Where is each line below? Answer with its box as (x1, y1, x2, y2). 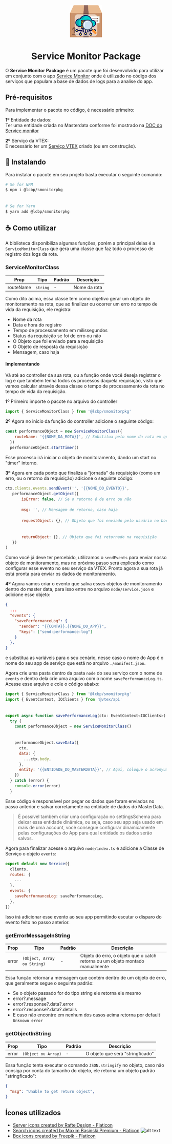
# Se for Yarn (5, 203, 36, 209)
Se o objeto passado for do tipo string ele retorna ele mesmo (12, 990, 141, 996)
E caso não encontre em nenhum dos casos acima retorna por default (12, 1012, 160, 1018)
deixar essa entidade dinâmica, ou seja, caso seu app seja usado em (17, 819, 163, 825)
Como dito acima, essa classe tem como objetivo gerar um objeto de (5, 296, 150, 302)
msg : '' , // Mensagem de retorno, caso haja (21, 507, 118, 513)
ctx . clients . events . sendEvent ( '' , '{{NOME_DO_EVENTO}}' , (5, 485, 130, 491)
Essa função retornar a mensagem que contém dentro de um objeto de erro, (5, 975, 166, 981)
